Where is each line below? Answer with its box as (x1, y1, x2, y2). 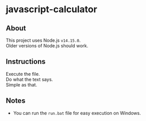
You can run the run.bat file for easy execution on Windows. (13, 110, 141, 116)
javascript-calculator (6, 4, 97, 15)
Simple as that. (6, 81, 37, 87)
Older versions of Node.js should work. (6, 43, 89, 49)
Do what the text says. (6, 76, 53, 82)
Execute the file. (6, 71, 40, 77)
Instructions (6, 57, 46, 66)
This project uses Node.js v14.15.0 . (6, 37, 81, 43)
